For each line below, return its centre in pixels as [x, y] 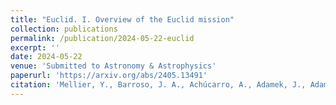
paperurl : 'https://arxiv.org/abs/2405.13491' [109, 76]
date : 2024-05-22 [46, 57]
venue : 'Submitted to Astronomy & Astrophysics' [113, 66]
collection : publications [64, 29]
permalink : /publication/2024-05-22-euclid [102, 38]
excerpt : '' [35, 47]
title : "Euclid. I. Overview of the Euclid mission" [122, 19]
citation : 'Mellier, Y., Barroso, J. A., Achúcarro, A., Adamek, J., [158, 85]
